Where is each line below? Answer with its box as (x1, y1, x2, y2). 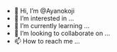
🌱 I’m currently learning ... (13, 22, 90, 30)
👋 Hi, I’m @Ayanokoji (13, 7, 75, 15)
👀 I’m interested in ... (13, 14, 74, 22)
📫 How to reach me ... (13, 37, 80, 45)
